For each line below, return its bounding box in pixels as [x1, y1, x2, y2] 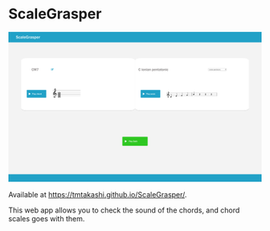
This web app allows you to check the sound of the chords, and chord [8, 205, 240, 215]
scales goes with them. [8, 213, 85, 223]
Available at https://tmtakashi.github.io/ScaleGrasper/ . [8, 189, 187, 199]
